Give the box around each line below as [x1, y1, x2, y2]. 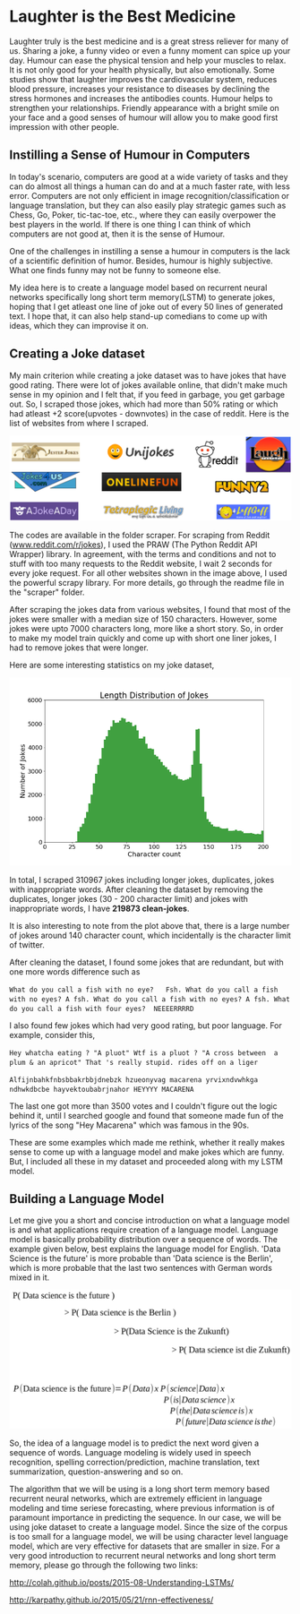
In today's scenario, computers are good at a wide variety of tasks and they [9, 171, 288, 182]
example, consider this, [9, 1029, 96, 1040]
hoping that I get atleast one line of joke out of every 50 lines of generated [9, 301, 284, 312]
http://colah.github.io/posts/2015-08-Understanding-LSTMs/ [9, 1576, 235, 1587]
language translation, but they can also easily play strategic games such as [9, 200, 287, 210]
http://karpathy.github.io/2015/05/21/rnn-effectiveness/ [9, 1594, 214, 1605]
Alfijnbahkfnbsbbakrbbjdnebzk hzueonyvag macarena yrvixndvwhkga [9, 1075, 258, 1085]
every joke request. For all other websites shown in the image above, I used [9, 567, 288, 579]
